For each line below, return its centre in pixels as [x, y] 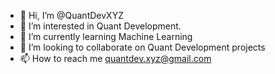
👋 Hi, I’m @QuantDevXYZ [71, 15]
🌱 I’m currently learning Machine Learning [106, 36]
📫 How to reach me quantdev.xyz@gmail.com [115, 58]
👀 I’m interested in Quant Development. [100, 26]
